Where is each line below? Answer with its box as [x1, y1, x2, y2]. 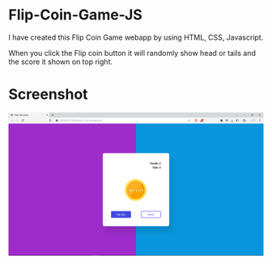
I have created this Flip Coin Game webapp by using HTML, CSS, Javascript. [8, 32, 264, 42]
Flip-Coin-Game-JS [8, 6, 143, 24]
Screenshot [8, 85, 88, 104]
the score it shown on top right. [8, 57, 113, 66]
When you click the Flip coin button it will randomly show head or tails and [8, 48, 257, 57]
